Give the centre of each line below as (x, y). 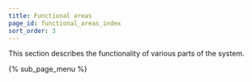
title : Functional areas (50, 16)
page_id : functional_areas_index (65, 23)
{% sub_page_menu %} (48, 69)
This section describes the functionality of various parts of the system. (126, 54)
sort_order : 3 (32, 31)
